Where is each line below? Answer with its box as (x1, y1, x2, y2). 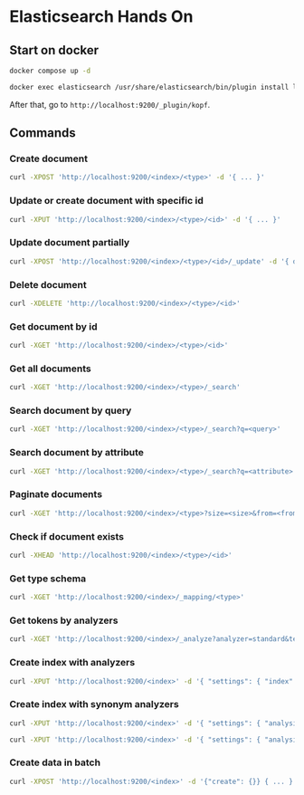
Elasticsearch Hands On (9, 6, 194, 27)
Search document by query (9, 405, 132, 417)
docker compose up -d (9, 66, 91, 75)
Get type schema (9, 572, 87, 585)
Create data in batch (9, 756, 101, 769)
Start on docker (9, 43, 100, 58)
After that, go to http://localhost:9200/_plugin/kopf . (9, 99, 211, 110)
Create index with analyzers (9, 656, 136, 669)
